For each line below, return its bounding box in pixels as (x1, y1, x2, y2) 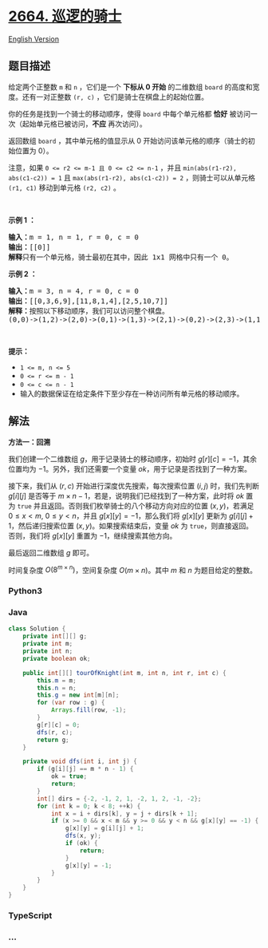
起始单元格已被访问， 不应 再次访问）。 (22, 119, 147, 128)
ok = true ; (50, 772, 88, 780)
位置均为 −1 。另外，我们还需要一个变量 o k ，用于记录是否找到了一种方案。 (8, 464, 251, 473)
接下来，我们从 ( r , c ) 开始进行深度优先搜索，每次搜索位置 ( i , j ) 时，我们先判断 (8, 480, 259, 491)
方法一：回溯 (8, 436, 50, 447)
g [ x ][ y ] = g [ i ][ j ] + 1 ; (65, 824, 145, 832)
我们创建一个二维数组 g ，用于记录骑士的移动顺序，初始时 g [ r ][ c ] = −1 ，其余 (8, 454, 258, 464)
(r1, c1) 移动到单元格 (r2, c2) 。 (8, 183, 121, 192)
